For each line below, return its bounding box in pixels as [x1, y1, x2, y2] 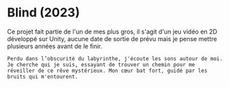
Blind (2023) [7, 5, 80, 21]
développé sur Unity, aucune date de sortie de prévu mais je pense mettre [7, 34, 217, 42]
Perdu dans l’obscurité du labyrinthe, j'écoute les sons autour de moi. [7, 55, 223, 62]
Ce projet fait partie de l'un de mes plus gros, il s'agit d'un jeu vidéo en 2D [7, 27, 218, 36]
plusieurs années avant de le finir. [7, 42, 103, 50]
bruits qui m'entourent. [7, 73, 78, 80]
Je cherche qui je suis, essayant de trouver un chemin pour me [7, 61, 195, 68]
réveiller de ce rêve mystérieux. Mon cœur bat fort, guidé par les [7, 67, 208, 74]
